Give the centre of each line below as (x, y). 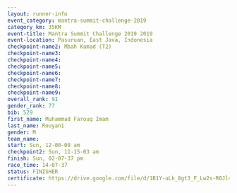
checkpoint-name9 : (34, 93)
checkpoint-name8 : (34, 86)
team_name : (23, 139)
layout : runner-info (38, 14)
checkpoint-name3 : (34, 54)
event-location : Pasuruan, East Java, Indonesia (80, 40)
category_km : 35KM (34, 27)
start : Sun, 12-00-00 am (44, 146)
